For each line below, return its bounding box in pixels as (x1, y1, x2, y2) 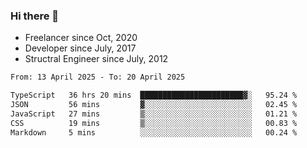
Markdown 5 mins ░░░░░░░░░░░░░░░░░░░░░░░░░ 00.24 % (10, 127, 298, 138)
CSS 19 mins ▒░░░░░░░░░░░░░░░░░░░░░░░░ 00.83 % (10, 118, 298, 128)
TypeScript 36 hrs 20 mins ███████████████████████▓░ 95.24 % (10, 90, 298, 101)
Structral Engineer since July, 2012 (24, 53, 169, 65)
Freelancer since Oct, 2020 (24, 32, 138, 44)
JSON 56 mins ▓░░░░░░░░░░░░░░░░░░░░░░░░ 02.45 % (10, 100, 298, 110)
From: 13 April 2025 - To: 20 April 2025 (10, 72, 186, 83)
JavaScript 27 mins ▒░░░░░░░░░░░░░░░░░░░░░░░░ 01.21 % (10, 109, 298, 119)
